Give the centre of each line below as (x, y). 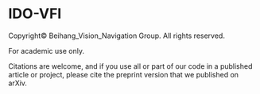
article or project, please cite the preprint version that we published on (124, 74)
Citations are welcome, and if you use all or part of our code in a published (130, 66)
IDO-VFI (35, 14)
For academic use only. (47, 51)
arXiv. (18, 83)
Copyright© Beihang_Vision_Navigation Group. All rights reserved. (116, 36)
